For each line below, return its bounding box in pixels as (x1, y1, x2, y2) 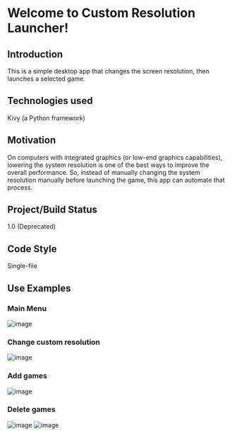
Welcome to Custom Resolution (7, 5, 196, 21)
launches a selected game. (7, 74, 86, 83)
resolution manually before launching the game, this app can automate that (7, 176, 226, 184)
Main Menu (7, 303, 47, 313)
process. (7, 183, 33, 192)
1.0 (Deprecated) (7, 222, 56, 231)
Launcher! (7, 20, 69, 36)
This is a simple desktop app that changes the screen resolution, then (7, 67, 209, 75)
